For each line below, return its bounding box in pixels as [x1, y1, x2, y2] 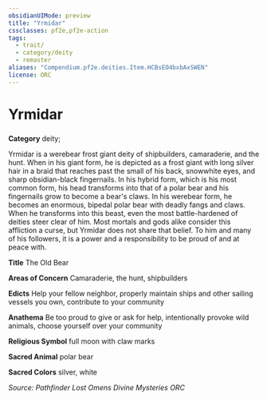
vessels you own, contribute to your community [8, 296, 165, 307]
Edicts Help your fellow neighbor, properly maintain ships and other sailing [8, 288, 253, 298]
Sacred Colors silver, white [8, 367, 98, 377]
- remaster [15, 57, 52, 65]
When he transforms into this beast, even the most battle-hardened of [8, 208, 238, 218]
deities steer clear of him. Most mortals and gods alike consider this [8, 217, 231, 226]
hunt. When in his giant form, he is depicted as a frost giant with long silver [8, 157, 254, 167]
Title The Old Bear [8, 257, 69, 267]
